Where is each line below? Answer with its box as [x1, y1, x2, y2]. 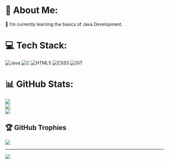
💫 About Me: [5, 5, 58, 16]
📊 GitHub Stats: [5, 78, 74, 90]
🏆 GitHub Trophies [5, 123, 67, 132]
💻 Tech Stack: [5, 40, 67, 51]
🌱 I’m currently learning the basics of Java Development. [5, 21, 123, 27]
